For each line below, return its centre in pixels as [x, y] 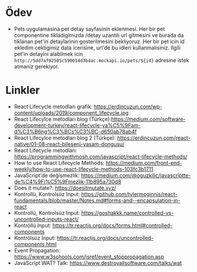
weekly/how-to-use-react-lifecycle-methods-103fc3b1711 [84, 169]
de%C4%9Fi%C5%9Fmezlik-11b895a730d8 [68, 181]
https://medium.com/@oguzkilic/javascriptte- [136, 175]
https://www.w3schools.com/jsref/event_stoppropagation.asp [89, 257]
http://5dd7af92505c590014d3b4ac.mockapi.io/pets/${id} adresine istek [101, 60]
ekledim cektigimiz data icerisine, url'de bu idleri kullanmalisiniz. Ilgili [97, 48]
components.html [35, 244]
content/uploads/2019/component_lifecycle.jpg [71, 112]
